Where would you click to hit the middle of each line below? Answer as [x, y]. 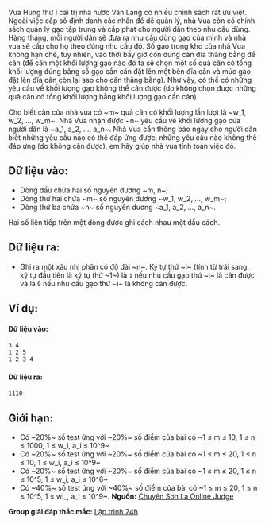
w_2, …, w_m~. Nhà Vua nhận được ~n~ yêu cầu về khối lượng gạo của [125, 120]
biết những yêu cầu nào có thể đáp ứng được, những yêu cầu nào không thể [132, 138]
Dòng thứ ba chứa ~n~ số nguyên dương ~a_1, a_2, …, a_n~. [118, 207]
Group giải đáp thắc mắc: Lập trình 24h [73, 512]
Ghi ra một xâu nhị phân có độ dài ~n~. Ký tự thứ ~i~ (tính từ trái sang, [134, 266]
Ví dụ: [23, 309]
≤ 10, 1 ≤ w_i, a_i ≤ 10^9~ [60, 463]
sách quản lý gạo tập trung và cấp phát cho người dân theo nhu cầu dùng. [129, 29]
